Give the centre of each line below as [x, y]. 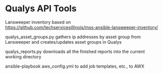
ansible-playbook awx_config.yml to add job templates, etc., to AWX [75, 66]
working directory [23, 56]
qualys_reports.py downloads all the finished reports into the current [75, 51]
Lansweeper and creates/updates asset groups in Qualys [63, 42]
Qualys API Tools [41, 9]
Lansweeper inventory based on [38, 22]
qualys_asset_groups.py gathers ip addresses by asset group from [73, 37]
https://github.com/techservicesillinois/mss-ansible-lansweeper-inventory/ [81, 27]
